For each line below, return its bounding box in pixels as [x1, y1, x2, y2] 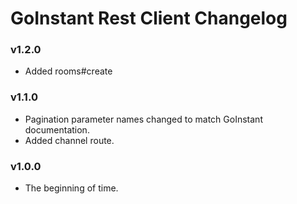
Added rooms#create [24, 65, 113, 77]
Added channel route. [24, 134, 115, 146]
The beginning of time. [24, 182, 119, 194]
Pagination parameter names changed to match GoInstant [24, 113, 263, 125]
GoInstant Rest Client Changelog [10, 7, 288, 30]
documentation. [24, 123, 90, 136]
